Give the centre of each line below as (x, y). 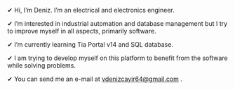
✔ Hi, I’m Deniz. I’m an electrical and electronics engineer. (91, 10)
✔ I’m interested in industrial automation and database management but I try (117, 23)
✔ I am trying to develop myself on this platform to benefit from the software (117, 58)
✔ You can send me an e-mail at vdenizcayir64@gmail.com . (95, 79)
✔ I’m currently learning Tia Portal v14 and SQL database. (90, 44)
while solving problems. (41, 65)
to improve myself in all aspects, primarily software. (82, 31)
